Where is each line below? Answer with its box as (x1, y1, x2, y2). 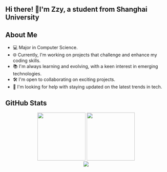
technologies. (12, 71, 42, 77)
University (5, 13, 39, 22)
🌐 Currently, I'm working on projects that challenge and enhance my (12, 52, 157, 58)
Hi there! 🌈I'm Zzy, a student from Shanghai (5, 5, 148, 14)
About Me (5, 30, 37, 39)
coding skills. (12, 57, 41, 64)
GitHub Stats (5, 98, 47, 107)
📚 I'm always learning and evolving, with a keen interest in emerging (12, 63, 158, 70)
